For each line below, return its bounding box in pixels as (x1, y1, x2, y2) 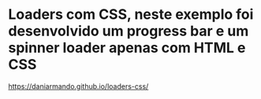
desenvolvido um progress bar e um (8, 22, 249, 40)
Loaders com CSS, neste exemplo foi (8, 5, 254, 24)
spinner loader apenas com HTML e (8, 39, 246, 57)
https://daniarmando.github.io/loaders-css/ (8, 81, 149, 91)
